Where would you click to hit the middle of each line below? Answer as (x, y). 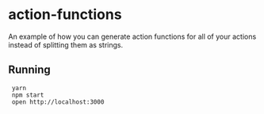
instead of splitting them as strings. (66, 44)
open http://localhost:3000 (58, 102)
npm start (28, 95)
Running (30, 70)
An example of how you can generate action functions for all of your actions (132, 36)
